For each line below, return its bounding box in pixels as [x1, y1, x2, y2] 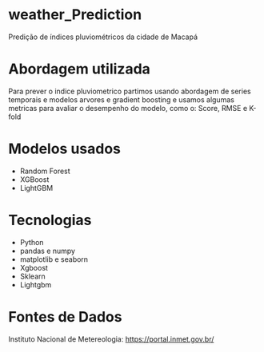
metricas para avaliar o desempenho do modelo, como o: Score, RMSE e [8, 103, 248, 113]
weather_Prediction [8, 6, 142, 24]
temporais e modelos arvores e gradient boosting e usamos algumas [8, 94, 234, 105]
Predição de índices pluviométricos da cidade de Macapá [8, 32, 198, 42]
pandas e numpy [19, 246, 76, 255]
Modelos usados [8, 140, 122, 158]
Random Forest [19, 166, 70, 176]
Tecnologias [8, 212, 92, 229]
